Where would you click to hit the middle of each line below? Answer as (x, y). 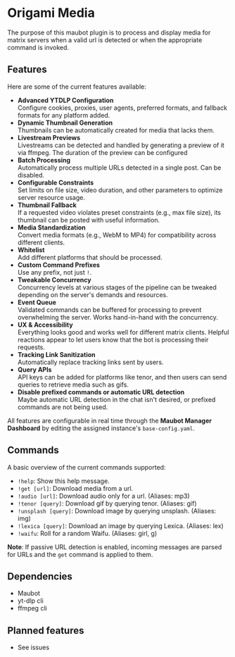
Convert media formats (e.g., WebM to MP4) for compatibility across (117, 234)
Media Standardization (51, 227)
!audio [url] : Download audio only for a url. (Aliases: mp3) (103, 496)
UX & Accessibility (45, 325)
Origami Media (51, 13)
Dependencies (40, 576)
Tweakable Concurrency (54, 280)
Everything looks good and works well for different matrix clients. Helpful (123, 332)
